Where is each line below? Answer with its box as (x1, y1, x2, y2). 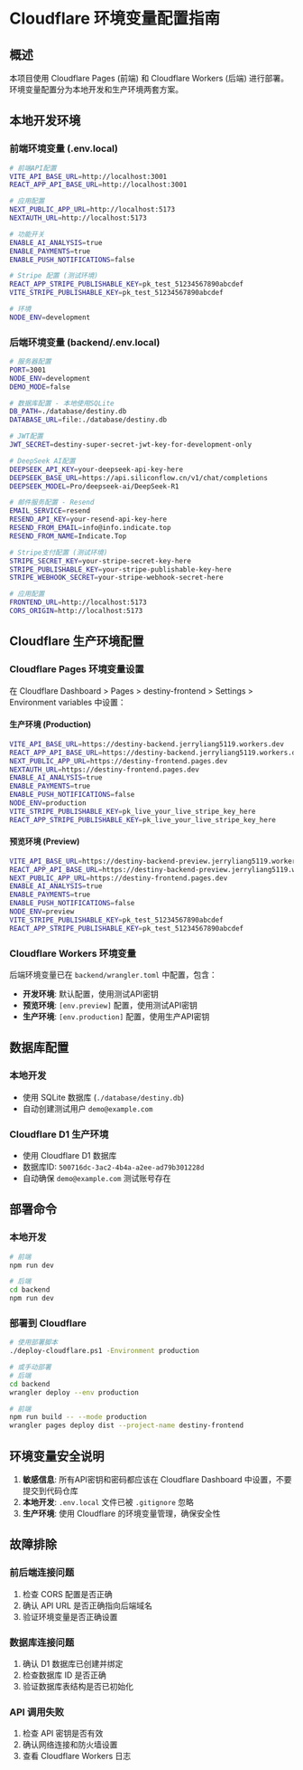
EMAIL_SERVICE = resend (9, 506, 91, 516)
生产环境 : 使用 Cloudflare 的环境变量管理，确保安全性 (22, 1508, 221, 1519)
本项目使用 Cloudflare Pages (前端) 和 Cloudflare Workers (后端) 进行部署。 (9, 73, 289, 83)
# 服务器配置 (9, 357, 51, 366)
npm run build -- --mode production (9, 1413, 147, 1422)
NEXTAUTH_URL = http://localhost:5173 (9, 213, 147, 222)
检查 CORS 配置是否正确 (22, 1588, 113, 1599)
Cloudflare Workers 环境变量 (9, 947, 137, 960)
